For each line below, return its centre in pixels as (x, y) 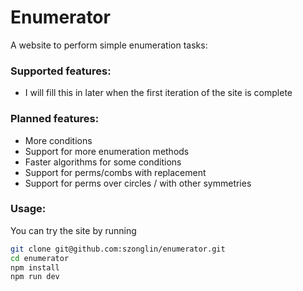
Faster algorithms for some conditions (103, 162)
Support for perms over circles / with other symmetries (138, 183)
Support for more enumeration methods (107, 151)
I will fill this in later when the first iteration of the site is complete (158, 93)
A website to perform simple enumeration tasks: (109, 45)
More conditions (58, 140)
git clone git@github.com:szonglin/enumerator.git (118, 249)
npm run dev (35, 277)
